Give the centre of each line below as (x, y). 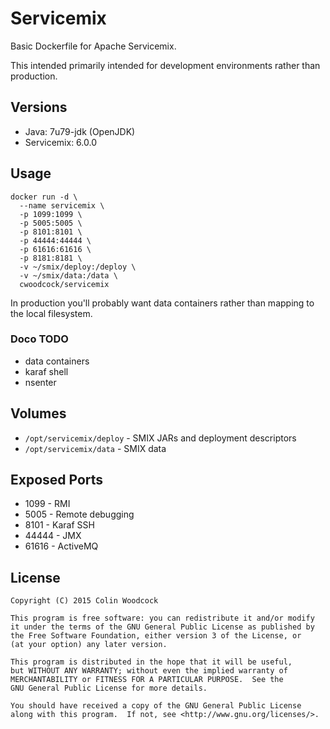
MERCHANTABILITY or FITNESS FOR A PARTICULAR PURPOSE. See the (147, 680)
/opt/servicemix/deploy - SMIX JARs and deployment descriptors (160, 438)
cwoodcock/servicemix (64, 284)
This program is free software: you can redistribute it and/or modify (162, 618)
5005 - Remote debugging (79, 514)
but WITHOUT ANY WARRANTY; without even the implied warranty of (149, 671)
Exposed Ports (57, 480)
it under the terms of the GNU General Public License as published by (162, 627)
